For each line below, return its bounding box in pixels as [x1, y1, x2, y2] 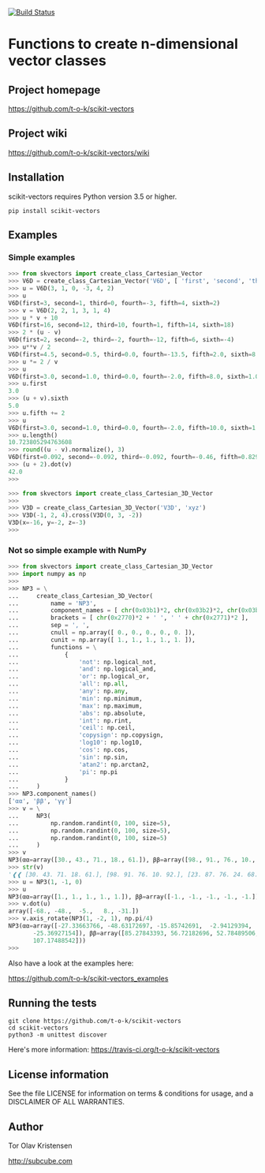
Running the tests [8, 996, 97, 1010]
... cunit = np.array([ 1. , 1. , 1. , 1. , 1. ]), [8, 636, 196, 644]
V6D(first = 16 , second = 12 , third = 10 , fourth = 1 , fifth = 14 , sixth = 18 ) [8, 321, 235, 329]
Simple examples [8, 252, 76, 263]
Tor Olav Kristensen [8, 1141, 73, 1151]
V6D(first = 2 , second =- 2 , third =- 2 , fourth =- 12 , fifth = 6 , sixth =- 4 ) [8, 336, 235, 344]
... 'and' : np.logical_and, [8, 665, 157, 674]
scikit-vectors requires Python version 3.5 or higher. [8, 192, 177, 201]
